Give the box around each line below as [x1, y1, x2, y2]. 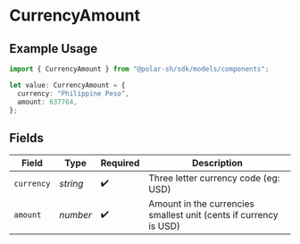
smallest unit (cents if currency [148, 209, 279, 222]
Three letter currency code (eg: [148, 172, 280, 184]
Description [191, 157, 243, 170]
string [59, 178, 84, 190]
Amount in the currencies [148, 198, 254, 210]
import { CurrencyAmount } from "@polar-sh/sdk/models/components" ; [9, 64, 270, 73]
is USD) [148, 220, 181, 232]
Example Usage [9, 41, 98, 56]
